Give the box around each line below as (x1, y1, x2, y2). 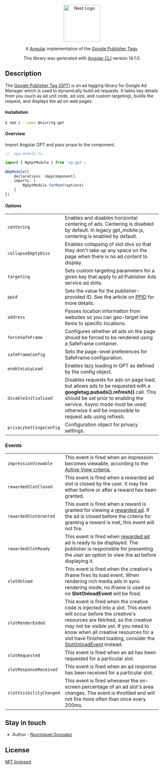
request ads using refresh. (64, 413, 125, 420)
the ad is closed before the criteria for (64, 513, 151, 520)
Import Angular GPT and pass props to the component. (5, 142, 116, 148)
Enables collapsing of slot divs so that (64, 241, 151, 248)
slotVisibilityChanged (7, 690, 60, 696)
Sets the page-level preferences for (64, 348, 147, 355)
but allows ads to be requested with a (64, 383, 151, 390)
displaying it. (64, 557, 94, 564)
